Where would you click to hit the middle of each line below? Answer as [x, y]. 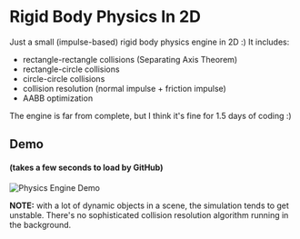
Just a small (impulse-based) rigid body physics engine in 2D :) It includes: [150, 42]
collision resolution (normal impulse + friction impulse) [125, 88]
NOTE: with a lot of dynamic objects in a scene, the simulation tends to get [149, 205]
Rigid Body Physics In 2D [105, 17]
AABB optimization [58, 98]
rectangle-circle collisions [71, 69]
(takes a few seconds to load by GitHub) [86, 167]
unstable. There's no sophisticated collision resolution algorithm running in [149, 214]
